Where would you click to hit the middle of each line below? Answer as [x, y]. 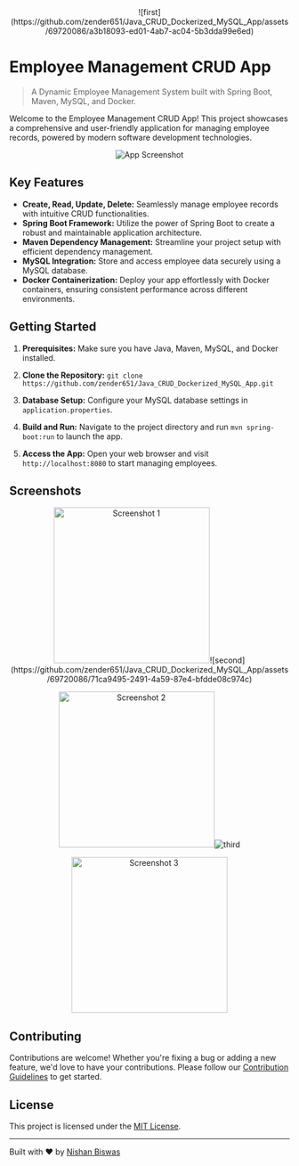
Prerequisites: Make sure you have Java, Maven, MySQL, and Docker [150, 348]
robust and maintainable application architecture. [112, 232]
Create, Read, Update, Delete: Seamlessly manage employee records [150, 204]
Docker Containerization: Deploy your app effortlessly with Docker [145, 280]
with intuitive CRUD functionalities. [85, 213]
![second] [227, 660]
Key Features [47, 183]
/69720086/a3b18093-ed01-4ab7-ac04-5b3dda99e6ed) [149, 31]
